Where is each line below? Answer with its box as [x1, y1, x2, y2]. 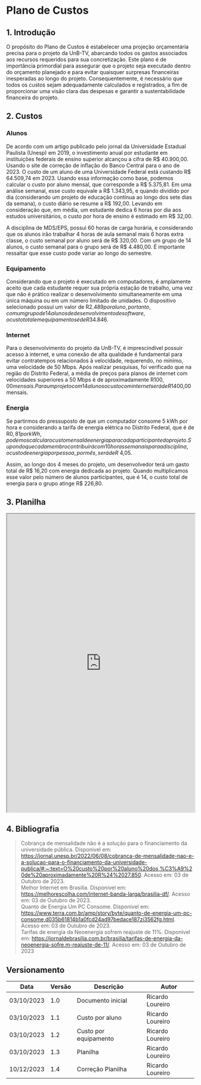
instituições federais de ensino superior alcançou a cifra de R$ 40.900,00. [6, 155, 189, 162]
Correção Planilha [76, 1065, 127, 1074]
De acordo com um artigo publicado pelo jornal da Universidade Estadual [6, 143, 186, 150]
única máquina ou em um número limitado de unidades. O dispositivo [6, 297, 176, 304]
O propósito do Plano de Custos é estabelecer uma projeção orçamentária [6, 43, 189, 50]
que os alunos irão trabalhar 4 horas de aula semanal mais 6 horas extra [6, 230, 184, 238]
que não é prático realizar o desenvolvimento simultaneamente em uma [6, 290, 183, 297]
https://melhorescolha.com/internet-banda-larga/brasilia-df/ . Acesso [20, 890, 190, 897]
